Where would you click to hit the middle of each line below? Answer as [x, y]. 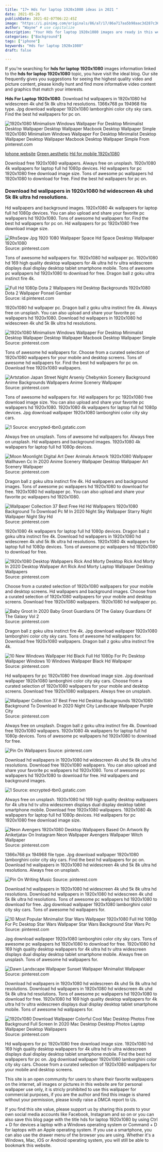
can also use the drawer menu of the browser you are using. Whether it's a [80, 1135]
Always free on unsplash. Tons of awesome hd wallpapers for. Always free [80, 437]
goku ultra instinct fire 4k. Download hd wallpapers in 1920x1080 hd [73, 536]
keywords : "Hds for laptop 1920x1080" [44, 46]
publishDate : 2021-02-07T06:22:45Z [41, 18]
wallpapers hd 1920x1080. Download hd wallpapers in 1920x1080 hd [73, 318]
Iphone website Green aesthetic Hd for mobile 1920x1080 [62, 153]
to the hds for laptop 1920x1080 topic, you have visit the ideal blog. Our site [81, 73]
